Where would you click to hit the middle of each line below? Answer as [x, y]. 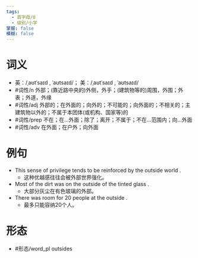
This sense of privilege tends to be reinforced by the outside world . [98, 170]
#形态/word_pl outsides [43, 248]
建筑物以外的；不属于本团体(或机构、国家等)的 [72, 112]
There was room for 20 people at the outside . [71, 198]
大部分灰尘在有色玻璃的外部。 [60, 191]
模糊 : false [20, 34]
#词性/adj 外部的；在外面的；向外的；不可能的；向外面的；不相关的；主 [103, 105]
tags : [13, 12]
